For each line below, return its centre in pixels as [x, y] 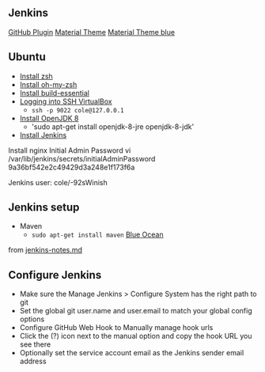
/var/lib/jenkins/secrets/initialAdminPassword [82, 158]
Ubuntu [27, 57]
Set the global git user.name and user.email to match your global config [136, 311]
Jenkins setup [44, 208]
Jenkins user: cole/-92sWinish [58, 182]
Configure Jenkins [55, 275]
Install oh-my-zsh [48, 84]
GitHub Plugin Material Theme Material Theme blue [92, 32]
